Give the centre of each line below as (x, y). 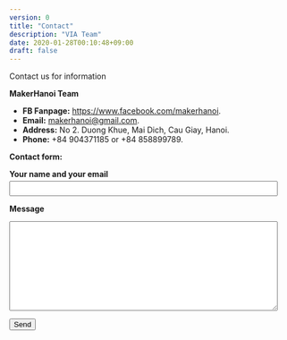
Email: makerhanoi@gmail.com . (81, 121)
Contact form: (36, 157)
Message (27, 209)
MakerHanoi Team (44, 94)
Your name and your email (59, 174)
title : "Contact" (42, 26)
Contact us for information (58, 76)
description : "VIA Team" (55, 34)
